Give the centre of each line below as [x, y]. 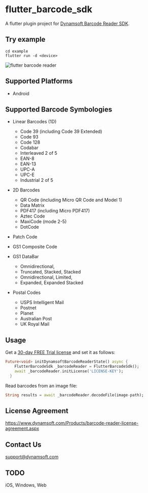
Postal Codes [27, 293]
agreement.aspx [22, 428]
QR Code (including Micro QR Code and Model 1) [71, 200]
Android [21, 93]
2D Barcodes [26, 190]
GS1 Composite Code [35, 247]
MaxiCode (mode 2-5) [43, 222]
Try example [25, 39]
